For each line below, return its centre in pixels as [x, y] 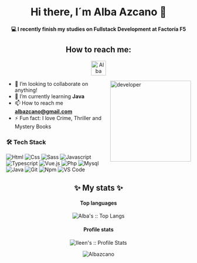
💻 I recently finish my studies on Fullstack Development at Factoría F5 [98, 29]
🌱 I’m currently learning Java [50, 96]
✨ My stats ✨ [98, 188]
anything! [26, 90]
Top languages [98, 203]
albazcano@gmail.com [43, 111]
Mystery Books [33, 126]
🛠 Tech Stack [26, 142]
